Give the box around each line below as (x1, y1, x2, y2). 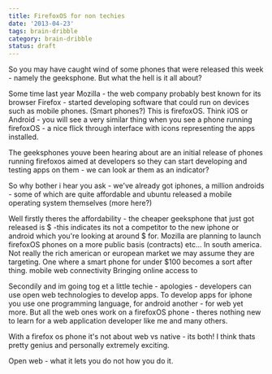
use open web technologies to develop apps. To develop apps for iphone (8, 290, 253, 300)
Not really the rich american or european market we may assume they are (8, 249, 255, 259)
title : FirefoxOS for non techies (8, 11, 126, 20)
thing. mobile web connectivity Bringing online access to (8, 266, 198, 276)
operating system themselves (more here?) (8, 198, 153, 208)
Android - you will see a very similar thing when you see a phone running (8, 115, 253, 124)
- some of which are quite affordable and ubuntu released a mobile (8, 189, 232, 199)
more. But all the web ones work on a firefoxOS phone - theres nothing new (8, 307, 261, 317)
